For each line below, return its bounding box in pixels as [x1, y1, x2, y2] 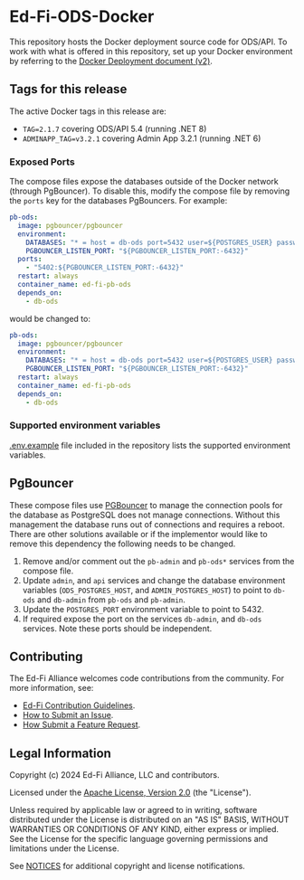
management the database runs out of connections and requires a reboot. [9, 518, 285, 530]
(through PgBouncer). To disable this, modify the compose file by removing [9, 185, 290, 196]
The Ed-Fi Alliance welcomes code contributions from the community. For [9, 673, 285, 684]
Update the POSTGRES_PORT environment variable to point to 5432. [22, 603, 264, 614]
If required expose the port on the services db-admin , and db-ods [22, 613, 262, 624]
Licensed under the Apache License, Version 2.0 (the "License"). [9, 787, 252, 798]
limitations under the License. [9, 843, 119, 854]
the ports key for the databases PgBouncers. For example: [9, 195, 228, 206]
